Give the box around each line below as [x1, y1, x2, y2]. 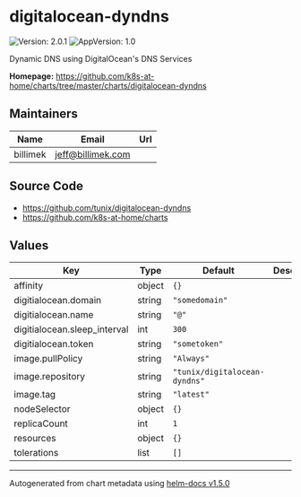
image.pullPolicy [13, 353, 83, 365]
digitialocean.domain [13, 294, 101, 307]
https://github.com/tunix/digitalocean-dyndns [21, 202, 192, 213]
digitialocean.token [13, 338, 94, 351]
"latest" [172, 389, 211, 400]
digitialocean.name [13, 309, 94, 321]
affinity [13, 280, 43, 292]
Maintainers [9, 106, 79, 122]
